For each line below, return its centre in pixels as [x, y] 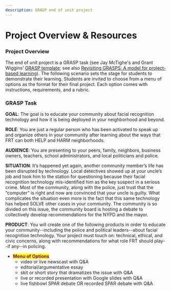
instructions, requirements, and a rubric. [48, 90]
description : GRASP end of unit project [49, 10]
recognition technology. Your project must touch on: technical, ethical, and [84, 236]
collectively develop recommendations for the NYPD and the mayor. [77, 215]
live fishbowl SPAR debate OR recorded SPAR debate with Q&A [87, 284]
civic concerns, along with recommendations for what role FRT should [79, 241]
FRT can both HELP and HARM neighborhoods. [55, 140]
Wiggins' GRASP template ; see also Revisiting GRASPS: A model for [77, 68]
